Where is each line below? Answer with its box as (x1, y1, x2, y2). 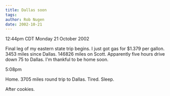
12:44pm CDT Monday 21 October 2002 (5, 36, 90, 42)
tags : (5, 12, 17, 17)
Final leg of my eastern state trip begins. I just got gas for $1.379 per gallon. (5, 45, 165, 52)
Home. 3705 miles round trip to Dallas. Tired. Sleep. (5, 76, 114, 82)
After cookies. (5, 86, 35, 92)
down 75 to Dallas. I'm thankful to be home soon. (5, 57, 109, 63)
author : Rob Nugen (5, 17, 45, 22)
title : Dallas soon (5, 7, 47, 13)
